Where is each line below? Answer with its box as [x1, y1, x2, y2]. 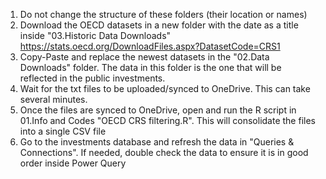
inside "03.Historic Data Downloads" [19, 30, 172, 41]
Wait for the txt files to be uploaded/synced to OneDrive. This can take [19, 83, 311, 94]
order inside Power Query [19, 157, 127, 169]
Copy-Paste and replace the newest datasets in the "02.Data [19, 51, 270, 63]
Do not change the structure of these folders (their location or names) [19, 9, 308, 20]
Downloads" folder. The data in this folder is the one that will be [19, 62, 282, 73]
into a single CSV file [19, 125, 107, 137]
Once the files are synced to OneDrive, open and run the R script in [19, 104, 297, 116]
